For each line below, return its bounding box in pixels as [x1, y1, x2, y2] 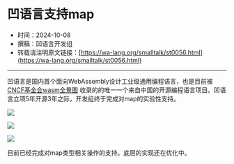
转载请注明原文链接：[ [17, 48, 81, 57]
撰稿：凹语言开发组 [17, 39, 73, 47]
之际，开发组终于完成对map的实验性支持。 [56, 94, 180, 103]
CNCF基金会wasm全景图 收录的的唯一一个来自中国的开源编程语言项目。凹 [7, 85, 221, 94]
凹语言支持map [7, 6, 95, 22]
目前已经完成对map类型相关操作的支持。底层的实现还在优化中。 [7, 148, 191, 157]
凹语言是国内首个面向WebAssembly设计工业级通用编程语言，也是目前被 [7, 77, 214, 85]
